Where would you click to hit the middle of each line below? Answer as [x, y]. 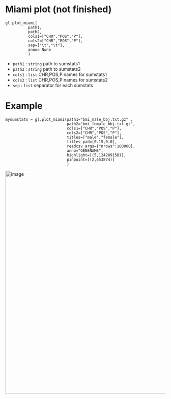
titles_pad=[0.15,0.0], [92, 142]
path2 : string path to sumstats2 [47, 69]
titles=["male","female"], [95, 137]
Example [24, 106]
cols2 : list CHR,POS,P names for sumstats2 [60, 79]
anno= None [39, 49]
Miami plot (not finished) [59, 9]
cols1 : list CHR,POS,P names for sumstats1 [60, 74]
